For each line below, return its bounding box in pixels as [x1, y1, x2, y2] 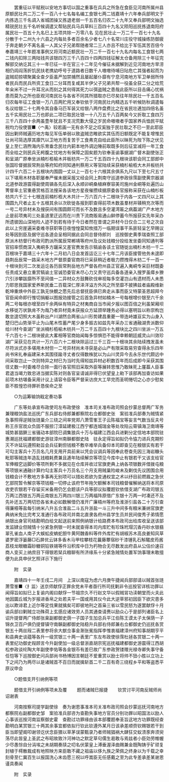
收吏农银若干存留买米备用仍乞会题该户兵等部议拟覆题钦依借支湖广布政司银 [5, 486, 159, 492]
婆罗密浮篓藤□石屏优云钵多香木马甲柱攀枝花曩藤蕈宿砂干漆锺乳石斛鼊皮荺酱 [5, 537, 163, 542]
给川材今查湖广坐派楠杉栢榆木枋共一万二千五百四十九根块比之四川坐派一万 [5, 326, 159, 332]
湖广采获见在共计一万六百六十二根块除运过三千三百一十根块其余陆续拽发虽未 [5, 339, 164, 345]
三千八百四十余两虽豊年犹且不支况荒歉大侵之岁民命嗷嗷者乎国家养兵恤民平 [5, 118, 159, 124]
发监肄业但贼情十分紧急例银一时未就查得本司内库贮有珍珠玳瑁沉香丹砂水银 [5, 524, 159, 530]
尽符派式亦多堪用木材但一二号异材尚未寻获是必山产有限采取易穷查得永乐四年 [5, 345, 164, 351]
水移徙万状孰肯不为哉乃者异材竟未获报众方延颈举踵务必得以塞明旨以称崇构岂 [5, 307, 164, 313]
